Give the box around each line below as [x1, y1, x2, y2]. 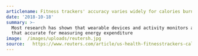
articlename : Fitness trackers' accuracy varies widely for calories [6, 8, 181, 15]
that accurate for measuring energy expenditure [11, 30, 133, 36]
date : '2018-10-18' [6, 14, 54, 20]
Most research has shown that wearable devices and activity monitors [11, 24, 189, 31]
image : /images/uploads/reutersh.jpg [6, 36, 101, 41]
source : [6, 41, 25, 47]
